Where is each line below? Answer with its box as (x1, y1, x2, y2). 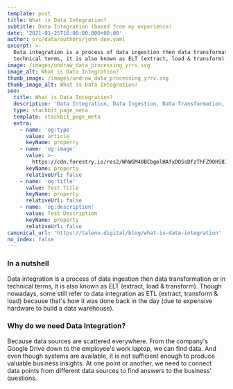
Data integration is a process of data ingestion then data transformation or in (7, 275, 226, 283)
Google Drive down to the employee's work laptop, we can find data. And (7, 344, 216, 352)
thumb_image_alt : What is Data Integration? (7, 81, 138, 88)
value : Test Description (25, 210, 98, 217)
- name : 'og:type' (19, 126, 73, 133)
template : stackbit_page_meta (13, 113, 101, 120)
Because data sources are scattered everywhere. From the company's (7, 337, 209, 345)
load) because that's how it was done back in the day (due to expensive (7, 296, 213, 305)
